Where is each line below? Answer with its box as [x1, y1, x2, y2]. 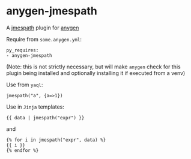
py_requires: [6, 47, 39, 53]
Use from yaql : [6, 81, 43, 88]
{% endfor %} [6, 147, 39, 154]
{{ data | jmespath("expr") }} [6, 115, 85, 121]
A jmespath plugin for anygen [6, 24, 79, 31]
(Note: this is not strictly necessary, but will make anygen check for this [6, 63, 181, 70]
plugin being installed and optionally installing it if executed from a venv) [6, 69, 186, 76]
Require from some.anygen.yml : [6, 35, 82, 43]
